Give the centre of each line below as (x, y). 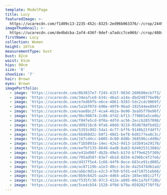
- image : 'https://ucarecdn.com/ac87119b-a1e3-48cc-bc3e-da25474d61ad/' (86, 167)
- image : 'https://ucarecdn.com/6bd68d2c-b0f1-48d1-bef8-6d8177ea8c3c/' (86, 134)
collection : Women (24, 42)
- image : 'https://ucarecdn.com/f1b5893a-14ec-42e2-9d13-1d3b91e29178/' (86, 144)
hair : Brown (17, 79)
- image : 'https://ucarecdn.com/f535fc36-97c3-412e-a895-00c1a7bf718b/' (86, 181)
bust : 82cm (16, 56)
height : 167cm (20, 47)
